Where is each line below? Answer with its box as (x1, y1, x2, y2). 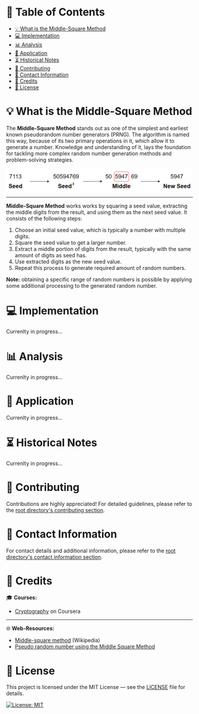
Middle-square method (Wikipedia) (14, 637, 101, 644)
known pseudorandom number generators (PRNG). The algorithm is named (6, 131, 190, 138)
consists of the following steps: (6, 215, 82, 222)
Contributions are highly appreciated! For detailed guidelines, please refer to (6, 500, 192, 507)
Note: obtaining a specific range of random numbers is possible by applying (6, 276, 192, 283)
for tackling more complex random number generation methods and (6, 150, 172, 157)
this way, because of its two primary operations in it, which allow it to (6, 137, 175, 144)
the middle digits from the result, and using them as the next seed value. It (6, 208, 188, 216)
